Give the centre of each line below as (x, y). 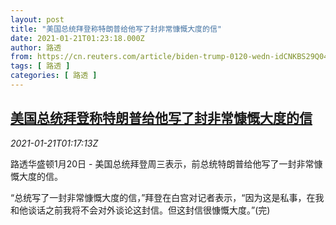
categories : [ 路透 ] (54, 76)
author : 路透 (36, 47)
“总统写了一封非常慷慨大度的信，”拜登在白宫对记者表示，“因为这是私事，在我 (167, 197)
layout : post (37, 19)
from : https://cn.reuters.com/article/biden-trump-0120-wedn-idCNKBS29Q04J (171, 57)
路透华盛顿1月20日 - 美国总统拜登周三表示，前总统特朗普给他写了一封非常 (162, 163)
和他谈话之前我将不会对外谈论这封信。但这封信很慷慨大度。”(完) (140, 210)
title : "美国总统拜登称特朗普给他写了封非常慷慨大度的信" (116, 29)
